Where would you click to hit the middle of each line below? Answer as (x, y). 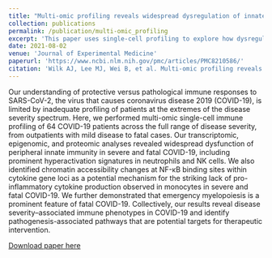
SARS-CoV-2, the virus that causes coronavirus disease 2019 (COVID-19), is (135, 100)
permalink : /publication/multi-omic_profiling (88, 31)
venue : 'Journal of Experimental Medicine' (83, 54)
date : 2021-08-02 (38, 46)
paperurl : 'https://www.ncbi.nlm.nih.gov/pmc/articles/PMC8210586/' (126, 62)
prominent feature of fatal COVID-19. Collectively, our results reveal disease (134, 204)
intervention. (30, 230)
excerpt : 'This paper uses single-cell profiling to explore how (121, 39)
